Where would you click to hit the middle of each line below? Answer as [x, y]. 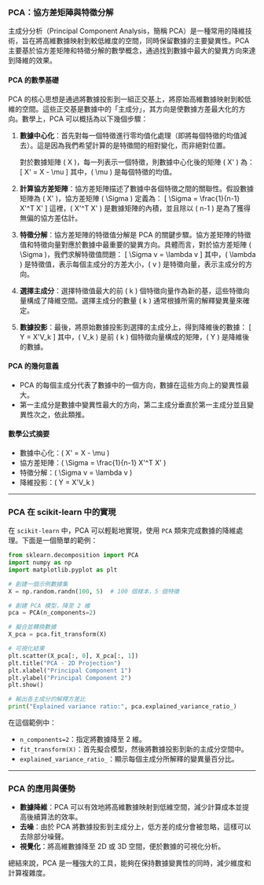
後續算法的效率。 [54, 817]
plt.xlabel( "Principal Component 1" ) [70, 670]
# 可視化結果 [26, 649]
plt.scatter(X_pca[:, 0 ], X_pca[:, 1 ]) [73, 655]
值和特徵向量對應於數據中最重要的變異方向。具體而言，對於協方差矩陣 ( [135, 244]
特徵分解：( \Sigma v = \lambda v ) [76, 472]
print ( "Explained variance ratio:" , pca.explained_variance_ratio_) [123, 707]
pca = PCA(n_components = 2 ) [52, 613]
